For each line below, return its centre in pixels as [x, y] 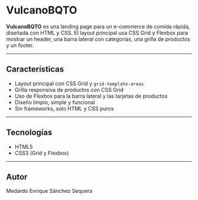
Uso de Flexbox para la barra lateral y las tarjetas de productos [91, 96]
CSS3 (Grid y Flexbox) [42, 153]
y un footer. [20, 45]
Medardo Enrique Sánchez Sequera [49, 191]
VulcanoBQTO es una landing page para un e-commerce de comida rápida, [98, 26]
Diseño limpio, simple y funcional [55, 102]
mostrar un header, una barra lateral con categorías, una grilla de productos [98, 39]
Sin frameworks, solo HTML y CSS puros [64, 108]
